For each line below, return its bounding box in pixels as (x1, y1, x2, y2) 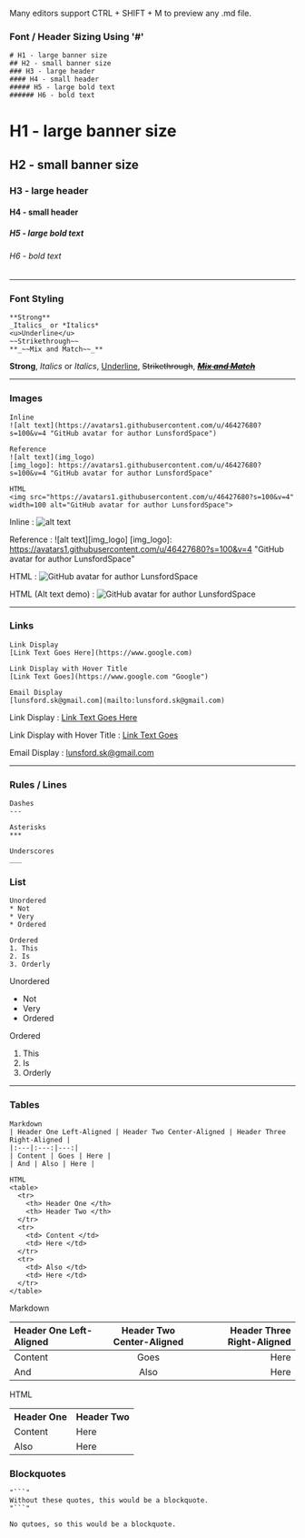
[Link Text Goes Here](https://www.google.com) (9, 648, 193, 658)
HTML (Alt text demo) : (9, 588, 95, 599)
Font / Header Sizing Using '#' (9, 30, 144, 43)
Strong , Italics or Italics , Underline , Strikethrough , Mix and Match (9, 361, 256, 372)
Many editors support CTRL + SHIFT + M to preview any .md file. (9, 8, 252, 18)
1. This (9, 944, 39, 953)
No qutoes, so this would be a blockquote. (9, 1520, 177, 1529)
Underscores (9, 847, 54, 856)
